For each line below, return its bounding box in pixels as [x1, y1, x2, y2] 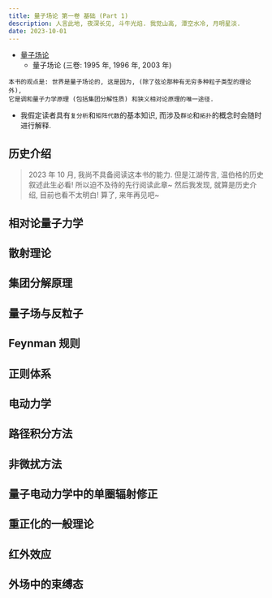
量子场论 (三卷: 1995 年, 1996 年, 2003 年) [32, 60, 172, 70]
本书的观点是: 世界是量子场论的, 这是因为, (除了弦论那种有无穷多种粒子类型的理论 [8, 78, 252, 86]
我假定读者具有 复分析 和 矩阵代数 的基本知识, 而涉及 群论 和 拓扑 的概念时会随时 [19, 110, 262, 120]
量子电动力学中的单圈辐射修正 [8, 488, 158, 501]
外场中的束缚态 [8, 578, 84, 592]
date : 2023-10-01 [8, 27, 67, 35]
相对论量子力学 [8, 216, 84, 230]
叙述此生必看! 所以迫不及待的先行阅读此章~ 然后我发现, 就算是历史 [28, 180, 250, 190]
